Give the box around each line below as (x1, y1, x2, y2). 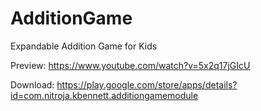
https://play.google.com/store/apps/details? (56, 78, 238, 91)
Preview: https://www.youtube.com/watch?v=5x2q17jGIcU (10, 59, 251, 71)
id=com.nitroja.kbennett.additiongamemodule (10, 89, 199, 101)
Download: (10, 78, 55, 91)
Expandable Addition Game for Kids (10, 40, 158, 52)
